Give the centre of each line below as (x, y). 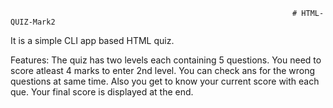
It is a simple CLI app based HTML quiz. (92, 40)
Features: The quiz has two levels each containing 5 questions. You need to (166, 60)
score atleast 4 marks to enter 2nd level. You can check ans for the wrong (163, 70)
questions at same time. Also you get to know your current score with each (165, 81)
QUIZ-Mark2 (33, 22)
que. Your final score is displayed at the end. (102, 92)
